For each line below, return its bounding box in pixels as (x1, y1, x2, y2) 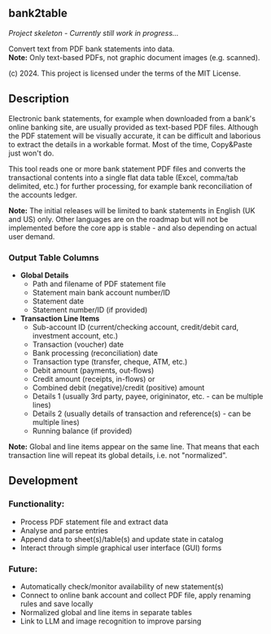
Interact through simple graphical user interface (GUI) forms (20, 543, 222, 553)
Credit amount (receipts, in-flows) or (32, 374, 155, 383)
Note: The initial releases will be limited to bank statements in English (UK (8, 205, 256, 215)
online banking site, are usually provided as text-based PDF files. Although (8, 122, 259, 132)
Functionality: (8, 498, 65, 509)
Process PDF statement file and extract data (20, 517, 168, 527)
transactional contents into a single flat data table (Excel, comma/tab (8, 173, 238, 182)
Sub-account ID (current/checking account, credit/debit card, (32, 321, 239, 332)
